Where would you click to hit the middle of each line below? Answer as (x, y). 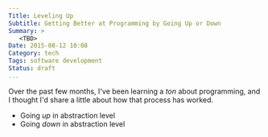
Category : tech (34, 53)
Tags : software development (56, 61)
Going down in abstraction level (72, 124)
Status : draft (32, 68)
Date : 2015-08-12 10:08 (48, 46)
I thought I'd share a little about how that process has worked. (111, 100)
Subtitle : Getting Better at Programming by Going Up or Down (115, 23)
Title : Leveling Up (41, 16)
